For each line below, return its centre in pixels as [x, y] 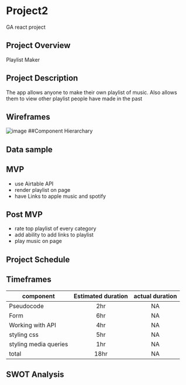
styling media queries [39, 344]
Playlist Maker [23, 59]
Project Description [42, 78]
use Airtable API [34, 184]
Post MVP [24, 215]
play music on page [38, 241]
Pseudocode [26, 306]
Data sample [29, 149]
